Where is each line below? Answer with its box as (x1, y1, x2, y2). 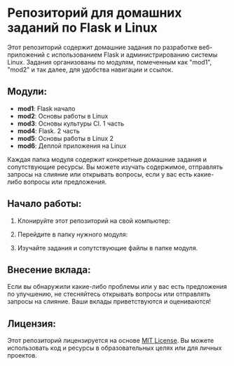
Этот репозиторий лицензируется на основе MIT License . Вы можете (7, 337, 214, 345)
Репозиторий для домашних (7, 5, 182, 21)
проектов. (7, 351, 37, 360)
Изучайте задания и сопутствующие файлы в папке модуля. (17, 243, 198, 252)
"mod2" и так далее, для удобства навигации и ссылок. (7, 65, 174, 74)
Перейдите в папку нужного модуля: (17, 230, 128, 238)
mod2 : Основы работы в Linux (17, 111, 109, 120)
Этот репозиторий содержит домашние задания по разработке (7, 43, 198, 51)
